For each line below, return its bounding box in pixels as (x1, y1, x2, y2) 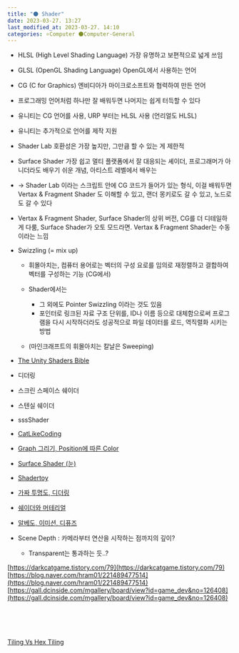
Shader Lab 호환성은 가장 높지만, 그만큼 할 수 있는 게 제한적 (17, 142, 185, 151)
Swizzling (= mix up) (17, 246, 78, 255)
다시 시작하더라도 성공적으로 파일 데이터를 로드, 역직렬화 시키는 (52, 318, 228, 327)
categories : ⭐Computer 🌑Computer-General (7, 30, 136, 38)
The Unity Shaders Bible (17, 356, 90, 365)
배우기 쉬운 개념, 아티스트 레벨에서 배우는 (42, 166, 157, 175)
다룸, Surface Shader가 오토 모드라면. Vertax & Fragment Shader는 (25, 223, 218, 232)
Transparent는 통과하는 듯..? (28, 549, 109, 557)
